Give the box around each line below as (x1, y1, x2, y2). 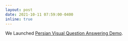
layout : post (5, 7, 33, 12)
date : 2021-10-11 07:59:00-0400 (5, 12, 73, 17)
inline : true (5, 16, 33, 21)
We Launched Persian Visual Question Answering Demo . (5, 30, 123, 36)
